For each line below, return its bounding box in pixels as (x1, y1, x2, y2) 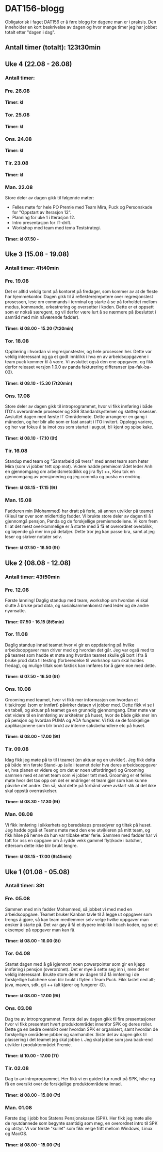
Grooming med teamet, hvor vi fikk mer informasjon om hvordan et (5, 697, 138, 702)
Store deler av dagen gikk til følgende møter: (5, 195, 94, 200)
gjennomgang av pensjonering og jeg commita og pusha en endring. (5, 473, 142, 479)
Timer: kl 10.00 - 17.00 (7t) (5, 1053, 59, 1059)
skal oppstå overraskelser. (5, 788, 58, 794)
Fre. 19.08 (5, 277, 29, 284)
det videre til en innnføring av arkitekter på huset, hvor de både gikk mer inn (5, 712, 157, 718)
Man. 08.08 (5, 811, 33, 818)
